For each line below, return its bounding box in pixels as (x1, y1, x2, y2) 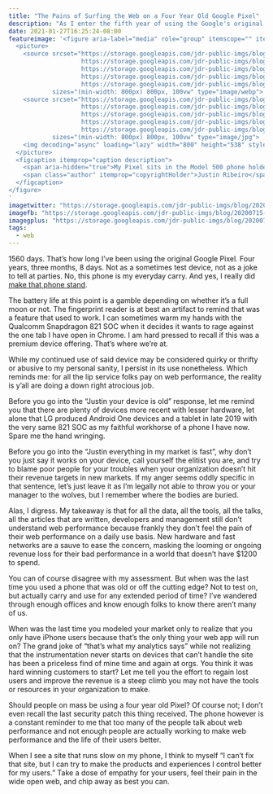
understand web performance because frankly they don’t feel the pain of (8, 523, 253, 533)
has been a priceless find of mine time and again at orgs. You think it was (8, 659, 253, 668)
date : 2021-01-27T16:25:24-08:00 (8, 27, 122, 35)
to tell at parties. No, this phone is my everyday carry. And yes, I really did (8, 271, 256, 281)
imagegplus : (8, 217, 49, 225)
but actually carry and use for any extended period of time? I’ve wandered (8, 591, 258, 600)
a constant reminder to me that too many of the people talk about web (8, 717, 243, 727)
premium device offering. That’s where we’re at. (8, 339, 169, 349)
